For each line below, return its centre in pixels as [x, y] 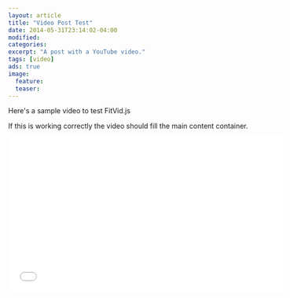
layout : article [35, 15]
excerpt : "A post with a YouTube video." [77, 52]
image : [19, 74]
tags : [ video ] [31, 60]
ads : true [24, 67]
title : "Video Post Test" [50, 23]
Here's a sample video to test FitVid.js [70, 111]
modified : [24, 37]
